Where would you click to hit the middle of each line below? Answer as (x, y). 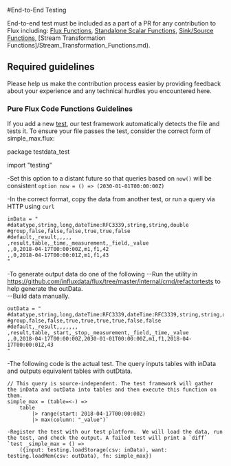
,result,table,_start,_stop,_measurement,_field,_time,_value (98, 333)
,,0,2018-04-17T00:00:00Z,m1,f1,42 (58, 250)
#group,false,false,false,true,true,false (69, 231)
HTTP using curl (31, 207)
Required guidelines (51, 67)
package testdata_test (38, 152)
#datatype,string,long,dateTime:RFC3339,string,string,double (98, 225)
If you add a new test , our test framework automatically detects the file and (113, 124)
